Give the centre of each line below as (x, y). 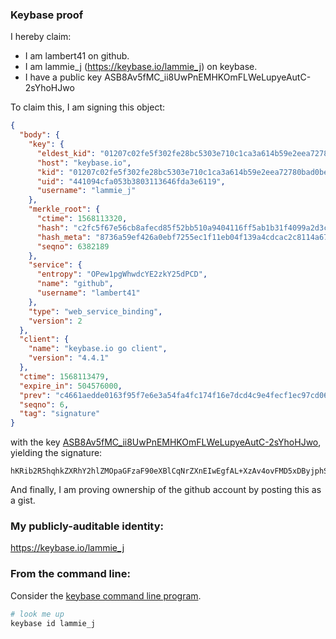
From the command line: (70, 574)
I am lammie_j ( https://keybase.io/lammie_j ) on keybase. (141, 67)
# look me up (37, 614)
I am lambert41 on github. (77, 56)
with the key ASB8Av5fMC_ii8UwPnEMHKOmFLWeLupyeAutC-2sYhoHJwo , (166, 442)
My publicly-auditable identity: (87, 526)
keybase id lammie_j (53, 623)
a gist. (23, 500)
